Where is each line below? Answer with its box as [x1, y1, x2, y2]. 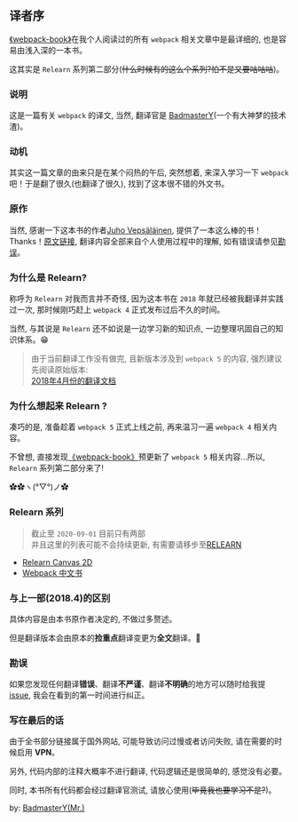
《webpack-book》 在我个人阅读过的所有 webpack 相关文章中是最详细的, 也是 [9, 34, 279, 44]
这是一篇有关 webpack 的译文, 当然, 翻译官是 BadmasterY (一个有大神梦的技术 [9, 110, 286, 121]
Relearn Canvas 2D [21, 556, 93, 567]
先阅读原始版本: [30, 364, 89, 375]
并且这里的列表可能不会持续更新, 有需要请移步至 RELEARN [30, 539, 242, 549]
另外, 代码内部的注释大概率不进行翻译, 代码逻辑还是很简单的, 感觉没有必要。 [9, 766, 286, 777]
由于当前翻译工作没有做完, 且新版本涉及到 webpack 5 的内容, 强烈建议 [30, 354, 283, 363]
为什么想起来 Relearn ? [9, 399, 108, 411]
